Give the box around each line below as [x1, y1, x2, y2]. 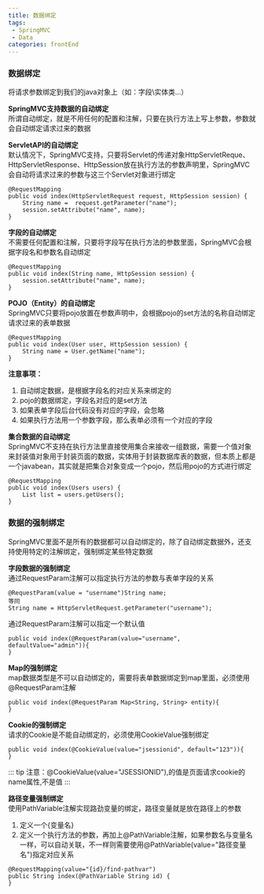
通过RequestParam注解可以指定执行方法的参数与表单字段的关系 [8, 573, 214, 582]
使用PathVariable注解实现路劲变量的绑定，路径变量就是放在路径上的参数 [8, 803, 242, 813]
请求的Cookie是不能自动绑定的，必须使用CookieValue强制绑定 [8, 730, 210, 739]
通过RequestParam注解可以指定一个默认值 [8, 618, 145, 628]
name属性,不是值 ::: [8, 777, 71, 786]
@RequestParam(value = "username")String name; [8, 588, 167, 597]
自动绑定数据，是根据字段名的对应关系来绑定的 [19, 386, 171, 395]
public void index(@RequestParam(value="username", [8, 634, 181, 643]
